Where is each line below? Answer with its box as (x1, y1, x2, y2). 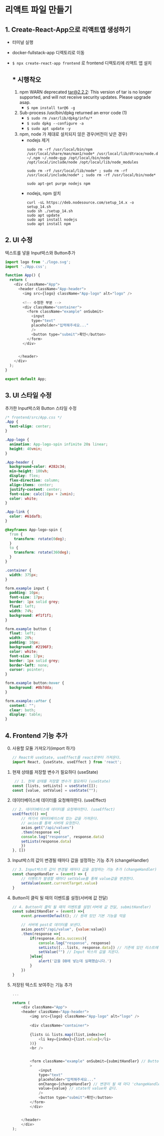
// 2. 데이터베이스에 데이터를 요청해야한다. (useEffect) (12, 807, 116, 812)
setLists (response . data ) (21, 839, 72, 844)
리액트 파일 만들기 (5, 4, 72, 16)
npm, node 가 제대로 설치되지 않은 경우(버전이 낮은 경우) (19, 131, 128, 137)
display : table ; (9, 712, 42, 717)
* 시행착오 (12, 76, 41, 84)
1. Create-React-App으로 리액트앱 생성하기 (5, 25, 131, 34)
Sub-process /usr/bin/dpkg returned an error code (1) (19, 109, 127, 115)
